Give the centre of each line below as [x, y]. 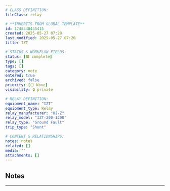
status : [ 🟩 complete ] [29, 56]
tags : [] [14, 66]
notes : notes [19, 141]
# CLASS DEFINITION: [27, 10]
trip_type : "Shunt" [26, 128]
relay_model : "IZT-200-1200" [36, 118]
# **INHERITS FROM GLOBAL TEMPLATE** [45, 24]
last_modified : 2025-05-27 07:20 [40, 38]
